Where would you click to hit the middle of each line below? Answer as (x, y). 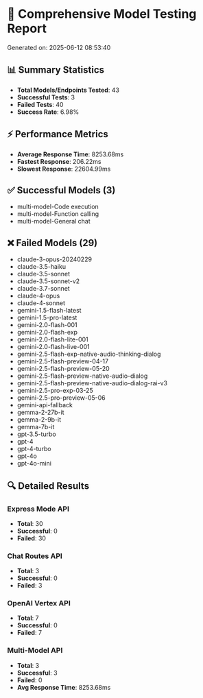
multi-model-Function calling (58, 214)
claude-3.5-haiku (41, 267)
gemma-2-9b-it (39, 420)
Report (27, 28)
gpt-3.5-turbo (36, 434)
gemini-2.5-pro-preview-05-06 (61, 398)
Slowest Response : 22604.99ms (64, 169)
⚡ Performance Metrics (58, 134)
